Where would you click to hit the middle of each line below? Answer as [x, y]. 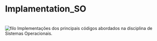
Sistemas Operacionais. [29, 34]
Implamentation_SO [46, 9]
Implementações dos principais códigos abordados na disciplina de [85, 28]
